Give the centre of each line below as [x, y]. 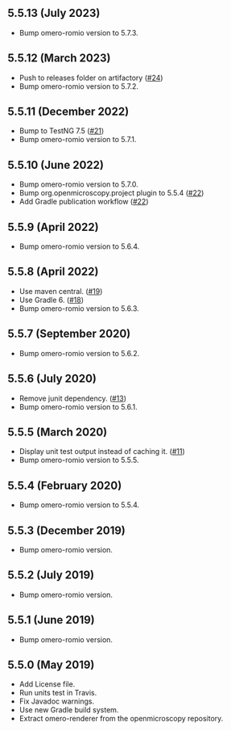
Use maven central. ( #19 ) [61, 291]
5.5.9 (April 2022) [53, 227]
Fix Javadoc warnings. [56, 701]
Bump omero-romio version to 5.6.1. [78, 406]
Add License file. [47, 684]
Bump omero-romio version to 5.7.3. [78, 32]
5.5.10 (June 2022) [56, 165]
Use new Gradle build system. [69, 710]
